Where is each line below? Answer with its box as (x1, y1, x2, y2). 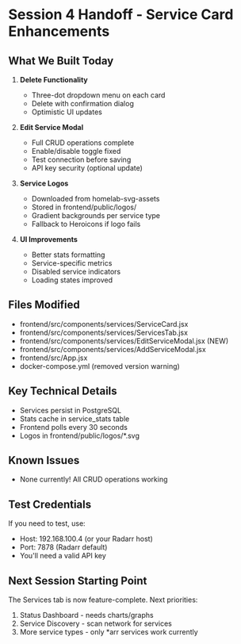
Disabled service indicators (31, 267, 121, 276)
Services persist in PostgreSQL (19, 405, 121, 415)
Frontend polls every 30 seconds (19, 422, 128, 431)
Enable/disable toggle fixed (31, 147, 121, 155)
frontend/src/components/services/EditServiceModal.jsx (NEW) (19, 335, 228, 346)
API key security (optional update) (31, 163, 143, 172)
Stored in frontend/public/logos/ (31, 202, 137, 212)
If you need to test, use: (8, 519, 86, 528)
